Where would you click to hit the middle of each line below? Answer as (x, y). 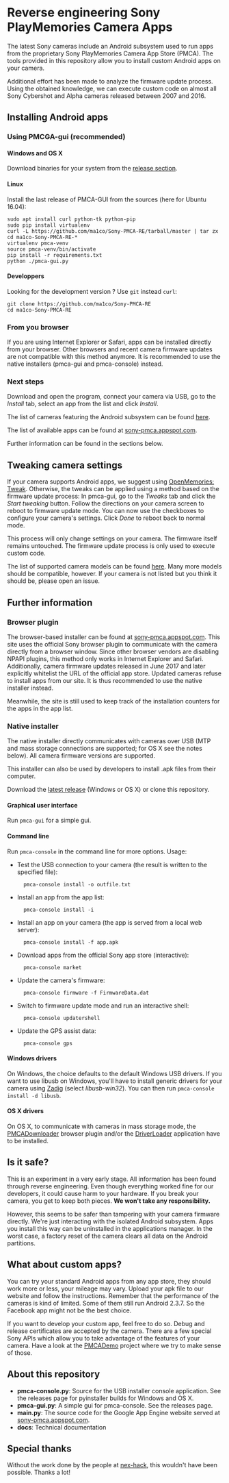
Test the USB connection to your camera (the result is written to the (112, 864)
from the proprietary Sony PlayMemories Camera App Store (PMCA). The (110, 53)
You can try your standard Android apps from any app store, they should (109, 1281)
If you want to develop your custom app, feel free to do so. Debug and (106, 1323)
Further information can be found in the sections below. (85, 444)
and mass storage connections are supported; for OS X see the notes (105, 749)
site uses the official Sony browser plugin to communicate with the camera (112, 644)
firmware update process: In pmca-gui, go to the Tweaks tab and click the (111, 496)
